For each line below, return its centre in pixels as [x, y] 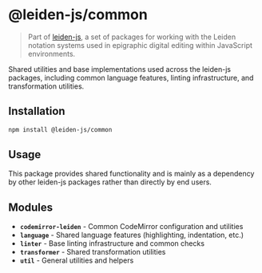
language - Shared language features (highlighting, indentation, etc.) [132, 235]
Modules [31, 207]
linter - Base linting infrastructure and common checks [112, 243]
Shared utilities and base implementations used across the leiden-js [120, 69]
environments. [52, 53]
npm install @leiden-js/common [60, 129]
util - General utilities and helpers [77, 260]
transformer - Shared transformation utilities [93, 252]
